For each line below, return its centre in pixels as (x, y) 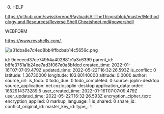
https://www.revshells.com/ (33, 41)
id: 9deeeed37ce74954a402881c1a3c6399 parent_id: (59, 60)
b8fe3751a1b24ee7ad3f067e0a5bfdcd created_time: (58, 65)
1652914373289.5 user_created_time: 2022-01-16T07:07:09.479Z (71, 91)
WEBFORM (16, 31)
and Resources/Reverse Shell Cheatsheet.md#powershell (76, 22)
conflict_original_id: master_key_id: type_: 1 (48, 106)
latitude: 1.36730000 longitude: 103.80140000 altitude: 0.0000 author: (76, 75)
